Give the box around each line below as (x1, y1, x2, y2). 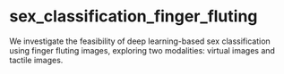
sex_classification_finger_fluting (9, 6, 258, 27)
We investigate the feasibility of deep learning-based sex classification (9, 36, 271, 46)
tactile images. (9, 54, 64, 65)
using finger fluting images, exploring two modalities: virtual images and (9, 45, 276, 55)
